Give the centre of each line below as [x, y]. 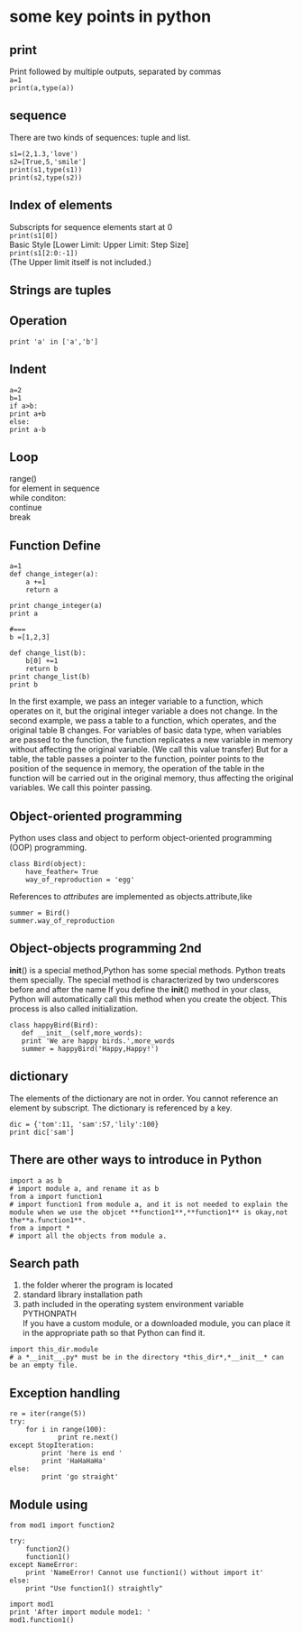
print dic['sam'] [42, 1132]
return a [42, 590]
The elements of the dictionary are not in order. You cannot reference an [144, 1098]
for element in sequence [55, 488]
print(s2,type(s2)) [46, 178]
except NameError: [44, 1564]
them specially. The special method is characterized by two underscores [144, 980]
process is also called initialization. [73, 1009]
